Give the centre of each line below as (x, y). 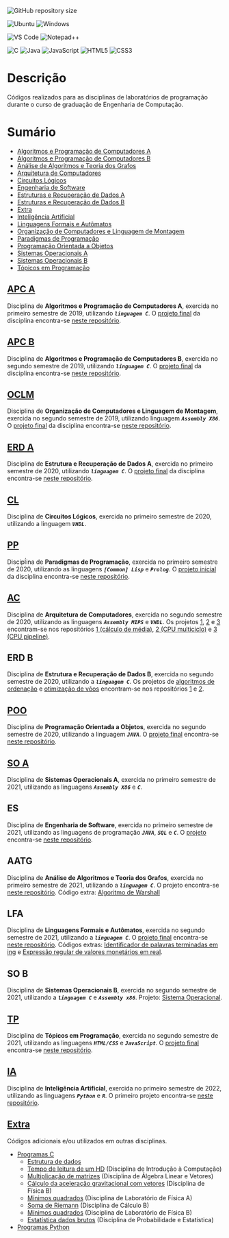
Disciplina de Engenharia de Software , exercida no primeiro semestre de (110, 825)
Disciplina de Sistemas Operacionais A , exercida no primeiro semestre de (112, 779)
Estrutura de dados (54, 1161)
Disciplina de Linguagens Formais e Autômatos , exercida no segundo (106, 930)
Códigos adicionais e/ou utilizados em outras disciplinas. (87, 1141)
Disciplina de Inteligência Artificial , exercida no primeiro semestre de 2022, (114, 1088)
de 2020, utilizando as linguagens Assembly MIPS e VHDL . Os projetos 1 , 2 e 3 (114, 621)
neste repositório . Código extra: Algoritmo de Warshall (84, 892)
